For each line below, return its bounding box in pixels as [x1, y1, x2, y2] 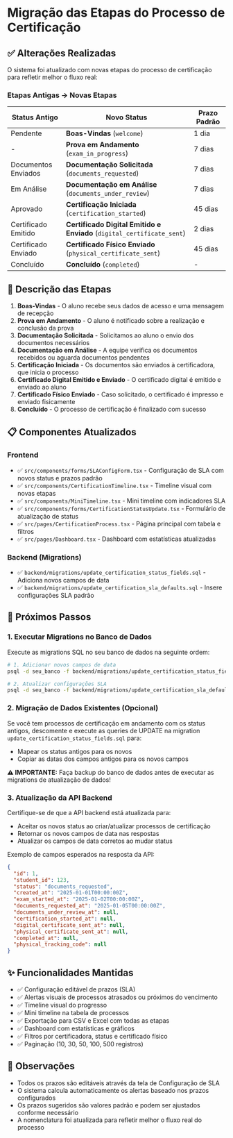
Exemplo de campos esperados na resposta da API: [7, 850, 155, 858]
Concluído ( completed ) [65, 260, 140, 269]
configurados [17, 1094, 56, 1102]
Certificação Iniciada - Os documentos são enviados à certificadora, [17, 361, 216, 369]
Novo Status [105, 112, 148, 122]
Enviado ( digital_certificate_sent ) [65, 228, 186, 238]
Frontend [7, 450, 39, 460]
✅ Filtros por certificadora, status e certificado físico [17, 1032, 168, 1040]
